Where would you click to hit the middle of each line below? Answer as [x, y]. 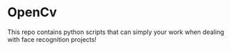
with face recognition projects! [52, 39]
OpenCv [32, 12]
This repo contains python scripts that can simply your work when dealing [116, 32]
